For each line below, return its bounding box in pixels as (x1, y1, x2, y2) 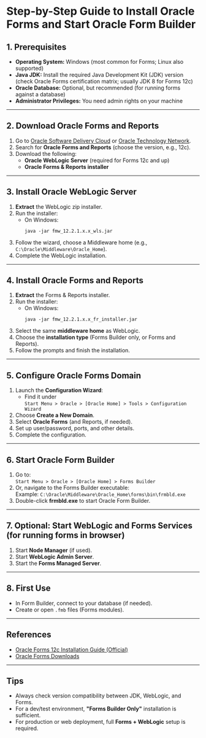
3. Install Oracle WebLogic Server (6, 187, 137, 197)
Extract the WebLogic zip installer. (15, 203, 103, 210)
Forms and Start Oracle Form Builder (6, 17, 196, 31)
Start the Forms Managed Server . (15, 559, 102, 567)
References (6, 629, 51, 640)
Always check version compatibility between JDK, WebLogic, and (15, 692, 181, 699)
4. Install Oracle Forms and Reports (6, 275, 144, 286)
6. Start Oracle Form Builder (6, 454, 115, 465)
